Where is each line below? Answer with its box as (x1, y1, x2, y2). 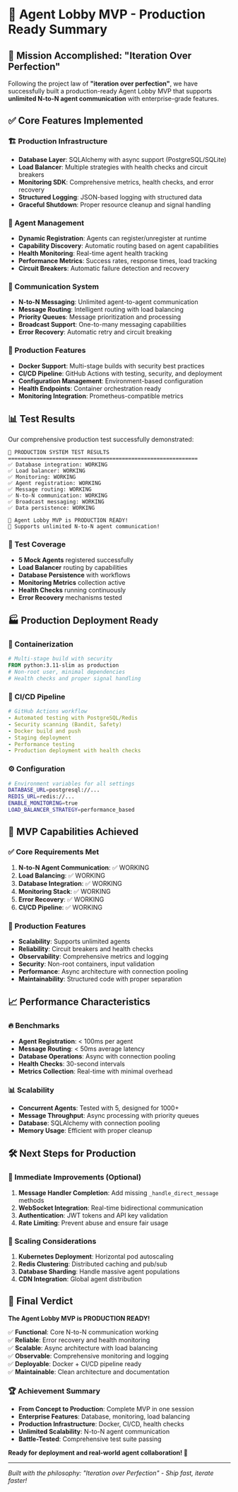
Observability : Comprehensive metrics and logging (18, 952, 169, 960)
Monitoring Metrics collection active (18, 578, 126, 586)
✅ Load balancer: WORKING (8, 467, 85, 474)
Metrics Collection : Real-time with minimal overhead (18, 1067, 173, 1076)
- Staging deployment (8, 734, 72, 741)
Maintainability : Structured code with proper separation (18, 974, 182, 983)
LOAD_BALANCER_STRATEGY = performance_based (8, 806, 135, 814)
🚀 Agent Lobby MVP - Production (8, 6, 206, 23)
